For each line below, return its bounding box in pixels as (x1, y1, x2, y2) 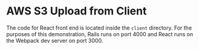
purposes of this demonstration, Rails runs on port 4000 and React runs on (6, 30, 194, 37)
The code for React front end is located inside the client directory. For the (6, 24, 192, 31)
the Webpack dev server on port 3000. (6, 37, 103, 44)
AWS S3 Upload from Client (6, 4, 147, 18)
